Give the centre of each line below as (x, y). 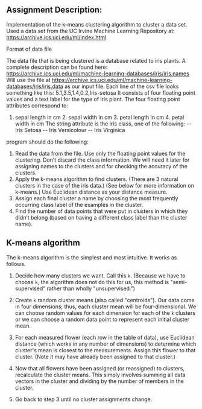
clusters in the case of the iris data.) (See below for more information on (104, 185)
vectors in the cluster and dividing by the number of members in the (99, 381)
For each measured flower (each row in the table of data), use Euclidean (105, 337)
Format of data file (29, 49)
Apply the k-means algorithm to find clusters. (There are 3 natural (96, 179)
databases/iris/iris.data (35, 86)
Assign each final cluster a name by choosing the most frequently (96, 198)
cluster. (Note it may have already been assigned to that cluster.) (95, 357)
